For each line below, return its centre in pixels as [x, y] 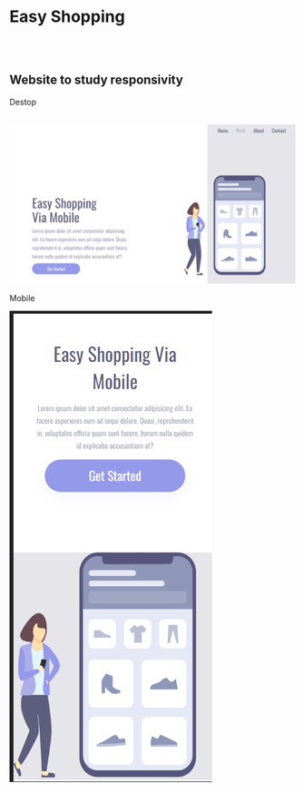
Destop [23, 102]
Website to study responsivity [96, 80]
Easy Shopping [67, 17]
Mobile [22, 298]
